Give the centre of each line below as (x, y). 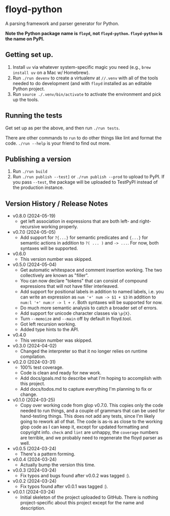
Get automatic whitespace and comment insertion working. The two (91, 270)
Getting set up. (29, 55)
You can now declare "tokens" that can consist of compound (84, 281)
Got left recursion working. (48, 324)
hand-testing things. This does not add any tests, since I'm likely (88, 416)
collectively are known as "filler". (54, 276)
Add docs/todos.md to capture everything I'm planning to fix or (86, 389)
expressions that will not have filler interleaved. (69, 286)
